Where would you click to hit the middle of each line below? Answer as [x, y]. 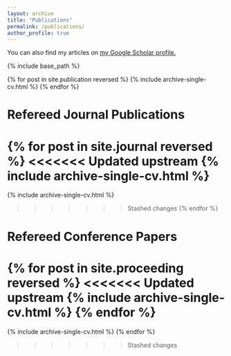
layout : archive [30, 14]
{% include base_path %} [44, 66]
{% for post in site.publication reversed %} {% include [84, 80]
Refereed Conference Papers [92, 237]
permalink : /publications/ [46, 26]
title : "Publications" [40, 20]
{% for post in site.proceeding [95, 268]
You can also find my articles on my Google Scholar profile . [92, 53]
